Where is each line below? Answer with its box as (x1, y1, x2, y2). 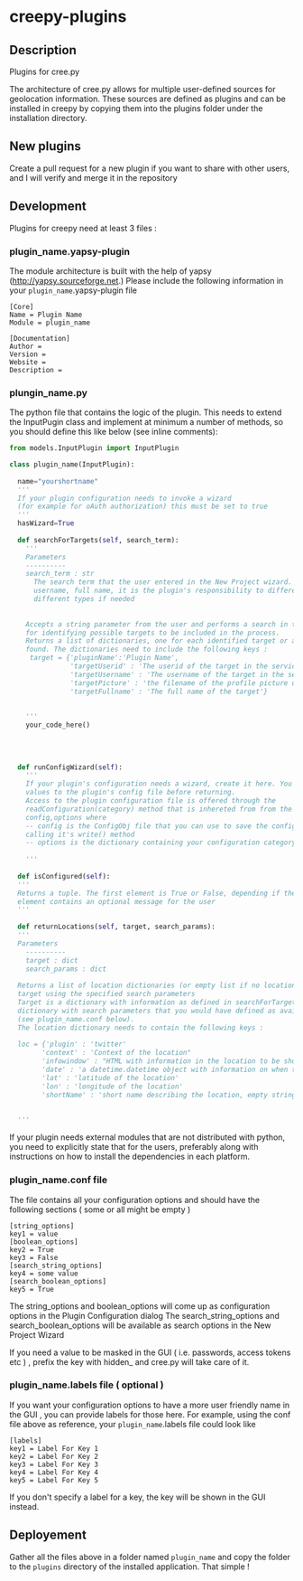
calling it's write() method (25, 830, 135, 839)
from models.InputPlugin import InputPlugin (9, 444, 179, 453)
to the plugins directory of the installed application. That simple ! (9, 1561, 250, 1572)
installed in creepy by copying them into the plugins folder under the (9, 103, 263, 114)
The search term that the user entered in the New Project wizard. (32, 578, 293, 587)
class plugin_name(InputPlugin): (9, 460, 135, 469)
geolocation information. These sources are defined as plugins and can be (9, 93, 286, 104)
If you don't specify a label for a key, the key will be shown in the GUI (9, 1492, 266, 1502)
